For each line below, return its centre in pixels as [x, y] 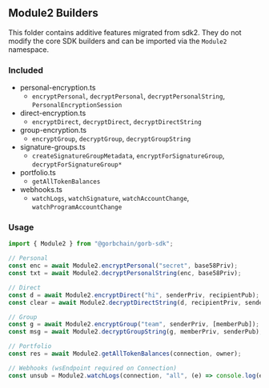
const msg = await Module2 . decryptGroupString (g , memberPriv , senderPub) [134, 332]
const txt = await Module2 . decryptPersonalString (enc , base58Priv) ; [125, 274]
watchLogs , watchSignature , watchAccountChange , [110, 198]
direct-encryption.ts [53, 113]
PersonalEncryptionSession [77, 106]
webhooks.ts [41, 190]
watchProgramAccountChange [77, 207]
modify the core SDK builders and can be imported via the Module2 [118, 41]
